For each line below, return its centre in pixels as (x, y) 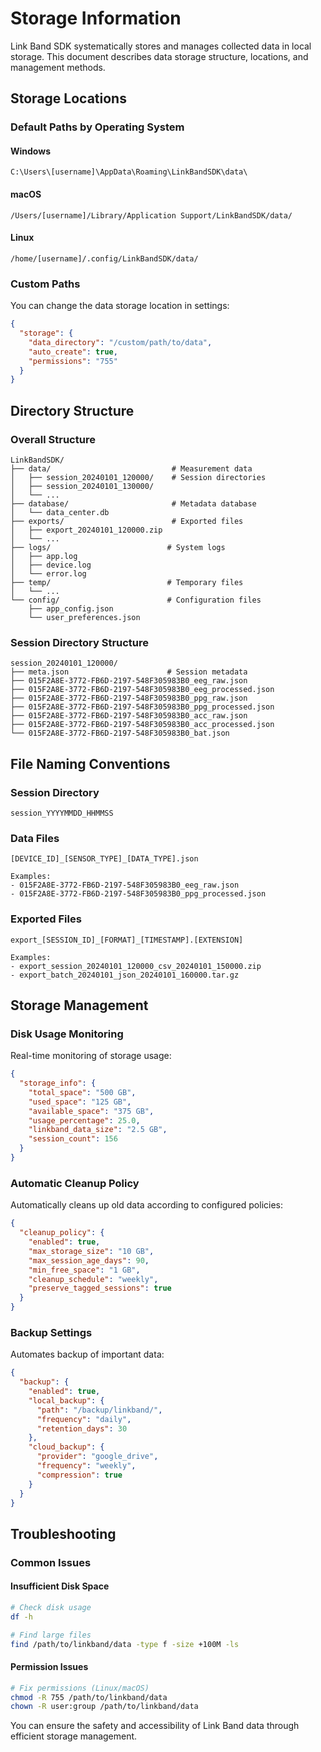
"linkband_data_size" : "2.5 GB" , (98, 1130)
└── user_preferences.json (84, 617)
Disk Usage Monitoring (67, 1034)
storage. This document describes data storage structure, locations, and (159, 56)
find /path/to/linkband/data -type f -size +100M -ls (125, 1644)
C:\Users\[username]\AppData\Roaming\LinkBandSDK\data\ (129, 172)
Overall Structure (53, 439)
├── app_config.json (71, 608)
